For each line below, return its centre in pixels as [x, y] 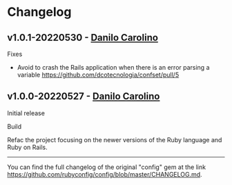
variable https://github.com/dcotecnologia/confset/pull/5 [98, 75]
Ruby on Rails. [28, 147]
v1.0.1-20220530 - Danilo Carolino [83, 38]
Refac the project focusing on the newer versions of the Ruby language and [115, 139]
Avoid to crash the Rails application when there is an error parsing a [113, 67]
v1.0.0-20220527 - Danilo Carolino [84, 96]
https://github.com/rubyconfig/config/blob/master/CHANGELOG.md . [105, 174]
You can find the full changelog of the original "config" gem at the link [106, 167]
